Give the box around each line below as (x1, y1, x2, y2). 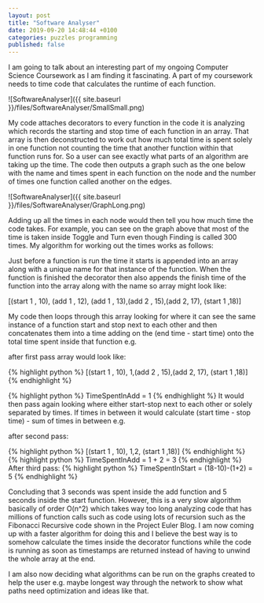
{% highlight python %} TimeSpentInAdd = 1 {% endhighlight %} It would (8, 391, 245, 400)
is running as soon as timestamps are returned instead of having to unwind (8, 545, 251, 556)
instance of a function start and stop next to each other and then (8, 320, 218, 329)
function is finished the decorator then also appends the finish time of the (8, 273, 247, 282)
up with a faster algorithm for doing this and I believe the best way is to (8, 529, 238, 538)
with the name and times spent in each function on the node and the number (8, 169, 256, 178)
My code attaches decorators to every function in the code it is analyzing (8, 118, 245, 128)
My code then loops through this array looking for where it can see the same (8, 312, 256, 322)
